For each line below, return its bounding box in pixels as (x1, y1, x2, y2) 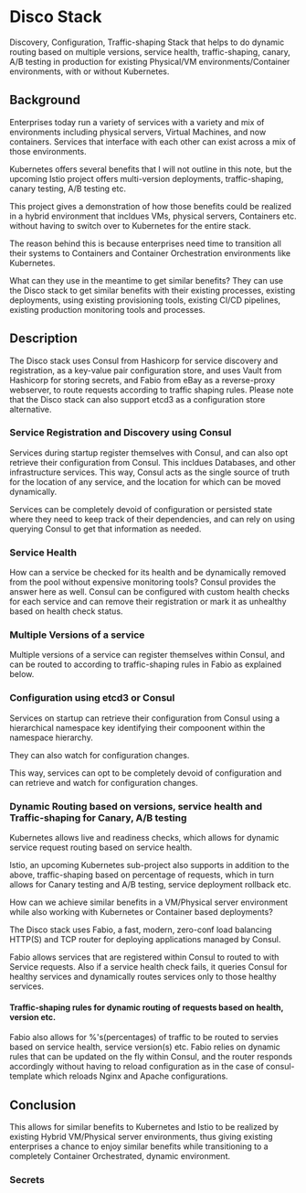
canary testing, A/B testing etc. (9, 183, 126, 194)
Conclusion (9, 1097, 77, 1112)
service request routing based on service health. (9, 842, 193, 853)
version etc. (9, 1011, 57, 1022)
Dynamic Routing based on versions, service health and (9, 800, 263, 812)
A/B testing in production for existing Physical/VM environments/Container (9, 56, 290, 67)
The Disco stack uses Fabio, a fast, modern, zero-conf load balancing (9, 924, 272, 935)
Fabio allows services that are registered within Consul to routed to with (9, 951, 280, 962)
